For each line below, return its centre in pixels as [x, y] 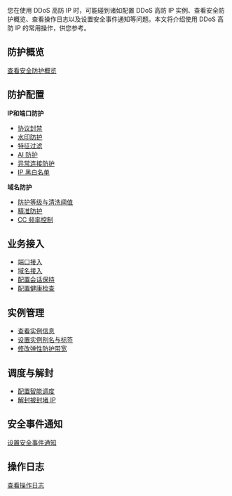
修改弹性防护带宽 [42, 349]
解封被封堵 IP [36, 400]
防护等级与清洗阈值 [45, 202]
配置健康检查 [36, 288]
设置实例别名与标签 [45, 340]
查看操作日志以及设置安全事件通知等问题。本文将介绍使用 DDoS [123, 19]
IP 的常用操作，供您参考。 [53, 28]
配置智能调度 [36, 391]
